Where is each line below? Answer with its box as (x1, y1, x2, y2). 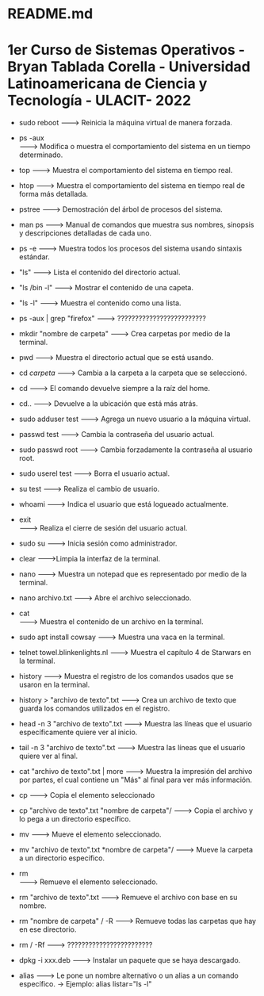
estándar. (18, 252, 50, 262)
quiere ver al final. (18, 751, 78, 761)
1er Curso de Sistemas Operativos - (7, 41, 246, 59)
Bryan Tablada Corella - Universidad (7, 58, 251, 76)
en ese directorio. (18, 925, 77, 934)
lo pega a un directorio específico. (18, 814, 132, 824)
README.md (7, 5, 94, 23)
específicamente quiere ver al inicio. (18, 727, 138, 737)
